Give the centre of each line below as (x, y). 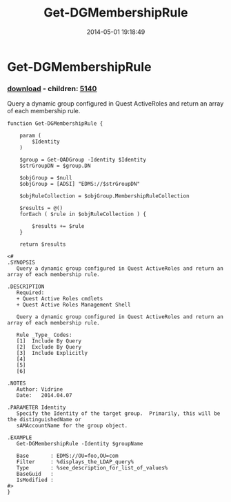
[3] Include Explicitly (52, 354)
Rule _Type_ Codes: (44, 335)
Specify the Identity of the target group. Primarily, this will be (118, 414)
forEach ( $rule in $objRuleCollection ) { (83, 214)
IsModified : (35, 480)
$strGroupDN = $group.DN (55, 166)
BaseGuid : (35, 474)
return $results (43, 244)
